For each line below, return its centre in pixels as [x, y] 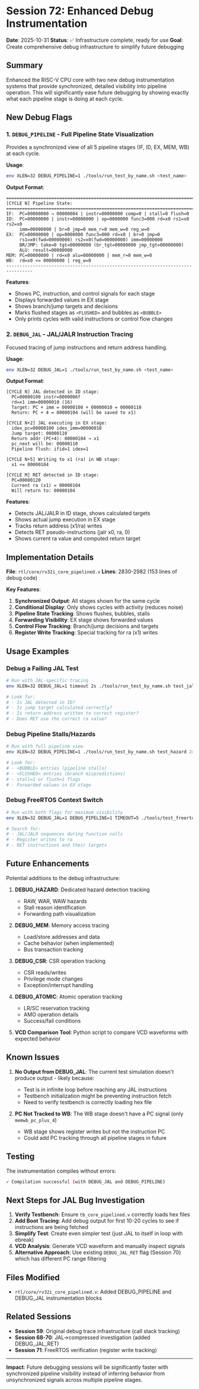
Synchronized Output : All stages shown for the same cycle [87, 601]
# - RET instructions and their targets [57, 846]
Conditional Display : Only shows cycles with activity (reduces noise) [99, 607]
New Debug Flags [39, 117]
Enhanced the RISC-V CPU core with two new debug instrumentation [90, 80]
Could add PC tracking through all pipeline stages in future [95, 1137]
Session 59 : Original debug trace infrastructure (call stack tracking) [97, 1331]
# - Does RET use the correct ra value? [57, 719]
